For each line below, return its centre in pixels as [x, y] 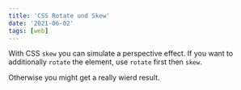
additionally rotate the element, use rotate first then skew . [105, 62]
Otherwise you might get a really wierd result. [84, 78]
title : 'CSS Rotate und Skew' [59, 16]
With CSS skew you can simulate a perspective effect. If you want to [121, 54]
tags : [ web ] [28, 31]
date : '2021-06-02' [41, 23]
